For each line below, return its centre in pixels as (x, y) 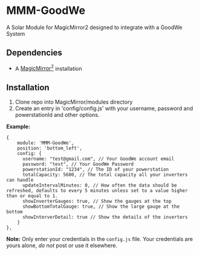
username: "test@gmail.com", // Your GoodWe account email (98, 159)
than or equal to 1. (32, 196)
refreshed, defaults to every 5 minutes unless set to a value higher (97, 191)
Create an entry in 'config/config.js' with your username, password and (104, 108)
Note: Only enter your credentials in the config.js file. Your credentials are (100, 239)
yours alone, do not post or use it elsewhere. (62, 245)
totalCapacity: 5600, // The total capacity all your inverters (105, 175)
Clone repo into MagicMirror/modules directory (74, 102)
